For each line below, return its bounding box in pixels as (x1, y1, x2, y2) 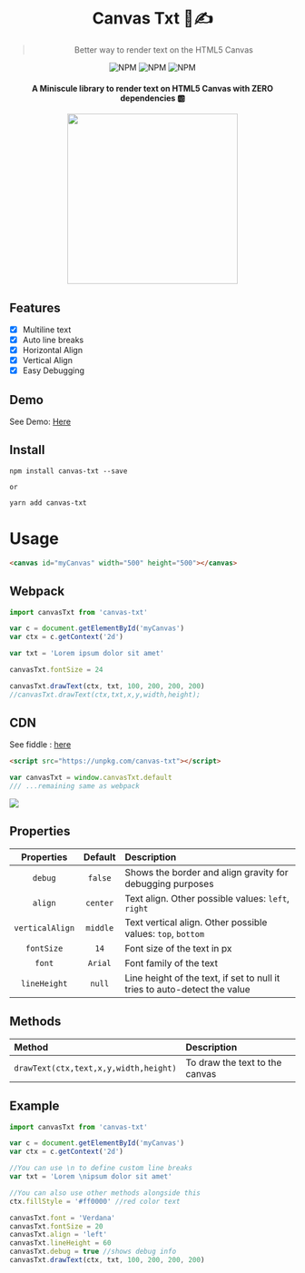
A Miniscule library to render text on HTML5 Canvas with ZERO (31, 83, 274, 94)
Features (9, 300, 61, 315)
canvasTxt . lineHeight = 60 (9, 1238, 112, 1248)
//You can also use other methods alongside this (9, 1188, 202, 1198)
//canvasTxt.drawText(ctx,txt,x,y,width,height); (9, 690, 202, 699)
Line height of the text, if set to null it (124, 972, 280, 984)
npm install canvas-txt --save (9, 466, 128, 476)
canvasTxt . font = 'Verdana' (9, 1213, 116, 1222)
